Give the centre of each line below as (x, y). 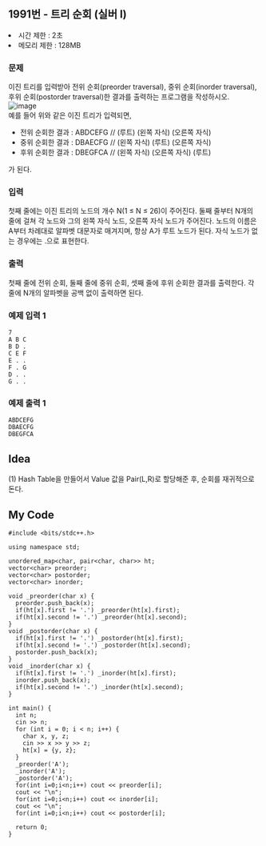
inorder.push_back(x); (53, 680)
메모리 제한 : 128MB (50, 45)
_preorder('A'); (42, 764)
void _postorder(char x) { (53, 631)
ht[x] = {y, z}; (50, 750)
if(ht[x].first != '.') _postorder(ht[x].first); (99, 638)
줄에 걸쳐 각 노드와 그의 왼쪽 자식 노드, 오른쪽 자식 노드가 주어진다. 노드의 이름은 (133, 221)
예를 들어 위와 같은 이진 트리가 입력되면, (70, 115)
